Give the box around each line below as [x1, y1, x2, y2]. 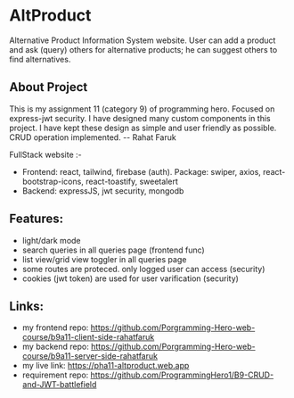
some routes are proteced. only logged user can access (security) [21, 263, 265, 274]
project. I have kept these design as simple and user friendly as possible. [9, 122, 277, 133]
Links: [9, 298, 45, 313]
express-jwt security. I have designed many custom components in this [9, 112, 271, 123]
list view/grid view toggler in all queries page [21, 253, 187, 264]
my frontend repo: [21, 322, 89, 333]
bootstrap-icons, [21, 176, 85, 187]
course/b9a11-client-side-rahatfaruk [21, 332, 155, 343]
